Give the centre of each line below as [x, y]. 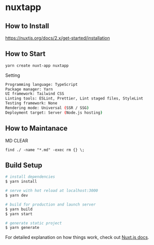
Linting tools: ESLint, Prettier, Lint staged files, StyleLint [74, 99]
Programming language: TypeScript [42, 84]
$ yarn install [21, 182]
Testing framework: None [31, 103]
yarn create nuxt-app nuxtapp [37, 65]
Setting [13, 75]
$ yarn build [19, 209]
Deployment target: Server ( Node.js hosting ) [54, 113]
